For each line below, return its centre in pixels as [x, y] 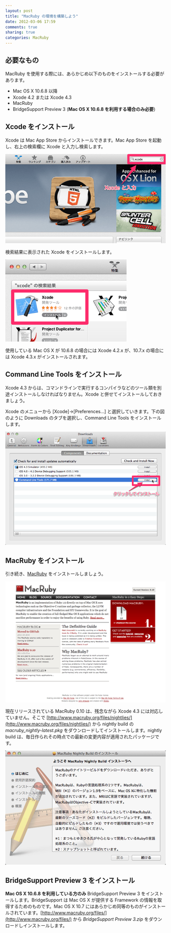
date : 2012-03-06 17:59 [31, 21]
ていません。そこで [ [27, 717]
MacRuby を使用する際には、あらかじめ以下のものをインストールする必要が [85, 74]
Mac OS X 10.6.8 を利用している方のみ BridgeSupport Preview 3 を [76, 894]
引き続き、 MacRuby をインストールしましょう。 [55, 574]
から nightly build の [113, 724]
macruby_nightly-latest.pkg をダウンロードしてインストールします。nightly [84, 730]
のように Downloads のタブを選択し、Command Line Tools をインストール [83, 418]
